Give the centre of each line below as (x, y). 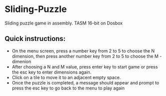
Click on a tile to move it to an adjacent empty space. (66, 77)
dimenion (21, 61)
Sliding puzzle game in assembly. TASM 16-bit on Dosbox (64, 23)
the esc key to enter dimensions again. (52, 72)
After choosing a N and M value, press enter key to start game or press (85, 66)
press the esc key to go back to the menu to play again (68, 88)
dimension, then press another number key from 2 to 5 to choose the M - (87, 56)
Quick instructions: (35, 39)
